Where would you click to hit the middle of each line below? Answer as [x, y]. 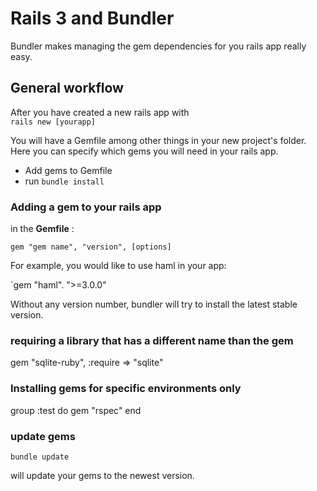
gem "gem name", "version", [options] [91, 247]
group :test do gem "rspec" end [76, 410]
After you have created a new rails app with [100, 112]
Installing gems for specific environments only [126, 389]
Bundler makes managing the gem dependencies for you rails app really [158, 46]
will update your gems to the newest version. [102, 475]
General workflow [67, 88]
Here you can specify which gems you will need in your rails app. [144, 151]
